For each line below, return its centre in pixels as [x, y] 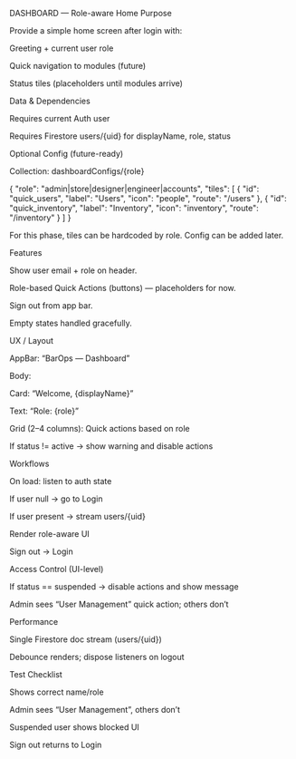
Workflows [29, 463]
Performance [34, 622]
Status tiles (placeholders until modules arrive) [96, 83]
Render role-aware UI [50, 534]
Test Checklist [36, 674]
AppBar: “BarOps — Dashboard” [70, 358]
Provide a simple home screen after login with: [96, 30]
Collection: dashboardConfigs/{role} [77, 171]
